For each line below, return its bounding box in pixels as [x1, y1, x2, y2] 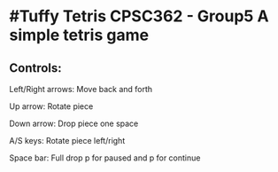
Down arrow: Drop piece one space [9, 118, 139, 129]
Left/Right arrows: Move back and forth [9, 84, 153, 94]
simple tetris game [9, 25, 149, 45]
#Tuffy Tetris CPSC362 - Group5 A [9, 6, 269, 27]
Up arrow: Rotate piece [9, 101, 94, 112]
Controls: [9, 60, 62, 75]
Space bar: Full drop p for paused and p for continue [9, 152, 201, 163]
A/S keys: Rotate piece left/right [9, 136, 126, 145]
